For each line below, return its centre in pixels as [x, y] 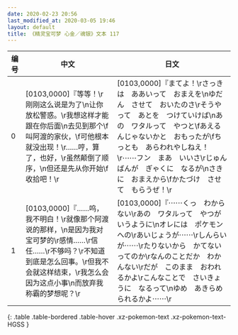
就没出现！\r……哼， [59, 148]
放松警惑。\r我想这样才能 [67, 116]
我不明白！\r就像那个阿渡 [67, 219]
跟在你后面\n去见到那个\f [67, 126]
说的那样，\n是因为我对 [65, 230]
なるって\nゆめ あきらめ [180, 288]
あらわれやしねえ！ [177, 148]
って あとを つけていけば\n [166, 116]
